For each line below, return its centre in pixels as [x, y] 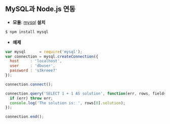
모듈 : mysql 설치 [29, 22]
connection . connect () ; [29, 84]
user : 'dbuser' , [33, 66]
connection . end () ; [25, 117]
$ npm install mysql [27, 32]
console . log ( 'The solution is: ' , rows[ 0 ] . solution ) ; [68, 103]
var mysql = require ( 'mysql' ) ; [44, 52]
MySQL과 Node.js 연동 [40, 9]
